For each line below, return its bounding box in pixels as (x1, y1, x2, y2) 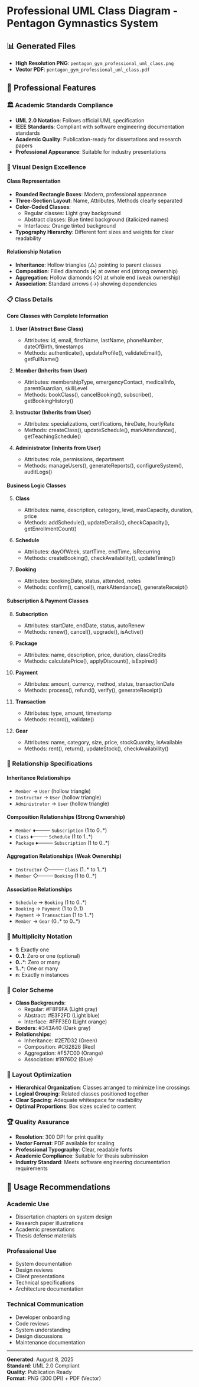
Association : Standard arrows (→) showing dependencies (15, 280, 157, 287)
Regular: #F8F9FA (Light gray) (24, 1005, 98, 1012)
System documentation (15, 1260, 72, 1268)
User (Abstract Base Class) (15, 325, 84, 332)
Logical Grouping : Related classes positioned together (15, 1090, 149, 1097)
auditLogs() (24, 468, 53, 475)
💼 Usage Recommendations (6, 1182, 111, 1192)
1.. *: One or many (15, 965, 58, 972)
